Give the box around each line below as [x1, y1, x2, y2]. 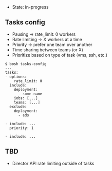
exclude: [9, 104, 27, 109]
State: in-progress [12, 4, 49, 10]
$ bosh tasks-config [5, 61, 47, 66]
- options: [5, 74, 27, 79]
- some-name [18, 91, 42, 96]
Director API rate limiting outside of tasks [12, 160, 94, 166]
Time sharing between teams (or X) [12, 46, 84, 53]
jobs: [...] [14, 95, 38, 101]
